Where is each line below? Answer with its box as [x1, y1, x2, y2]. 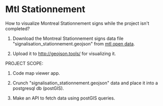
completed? [5, 25, 30, 31]
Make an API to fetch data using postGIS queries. [12, 95, 115, 101]
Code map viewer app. [12, 70, 60, 76]
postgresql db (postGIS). [12, 85, 64, 91]
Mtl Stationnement [5, 4, 86, 15]
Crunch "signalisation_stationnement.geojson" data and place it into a [12, 80, 158, 86]
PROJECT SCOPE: [5, 60, 44, 66]
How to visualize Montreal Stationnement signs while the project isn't [5, 20, 149, 26]
